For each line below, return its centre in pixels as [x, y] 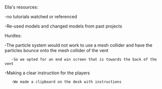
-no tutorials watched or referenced [41, 16]
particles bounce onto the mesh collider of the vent [57, 50]
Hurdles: [13, 36]
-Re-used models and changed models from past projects [64, 26]
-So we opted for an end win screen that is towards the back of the [84, 59]
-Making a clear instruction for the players [47, 73]
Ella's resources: [21, 7]
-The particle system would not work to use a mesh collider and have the [79, 45]
